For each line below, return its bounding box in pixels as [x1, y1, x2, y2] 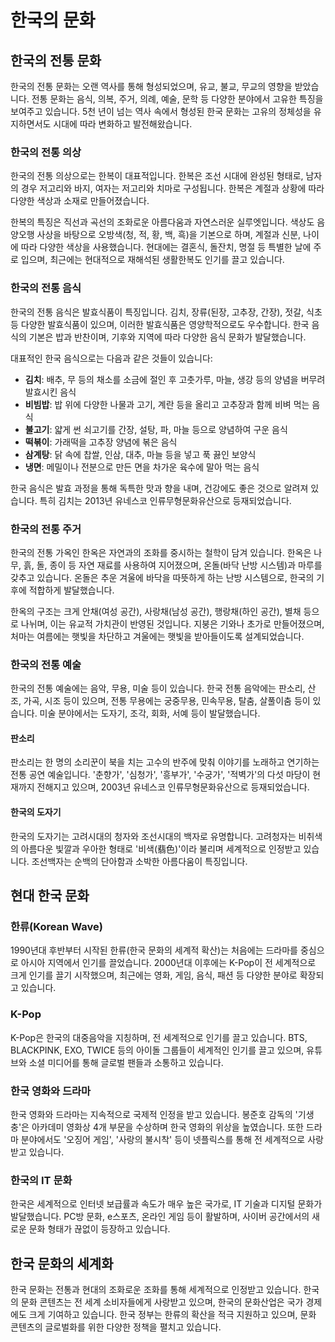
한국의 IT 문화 [10, 1173, 73, 1187]
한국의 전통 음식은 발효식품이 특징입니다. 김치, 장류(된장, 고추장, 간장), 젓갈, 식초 [10, 306, 323, 318]
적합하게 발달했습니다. [28, 584, 115, 596]
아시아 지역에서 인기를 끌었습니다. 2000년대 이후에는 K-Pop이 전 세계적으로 [20, 957, 317, 969]
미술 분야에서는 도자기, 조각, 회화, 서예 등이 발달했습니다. [39, 707, 261, 720]
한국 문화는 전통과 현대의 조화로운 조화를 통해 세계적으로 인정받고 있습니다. [10, 1283, 302, 1295]
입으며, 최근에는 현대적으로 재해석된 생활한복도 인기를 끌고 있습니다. [20, 254, 285, 266]
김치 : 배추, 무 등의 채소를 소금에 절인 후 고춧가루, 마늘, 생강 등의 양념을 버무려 [24, 373, 326, 385]
